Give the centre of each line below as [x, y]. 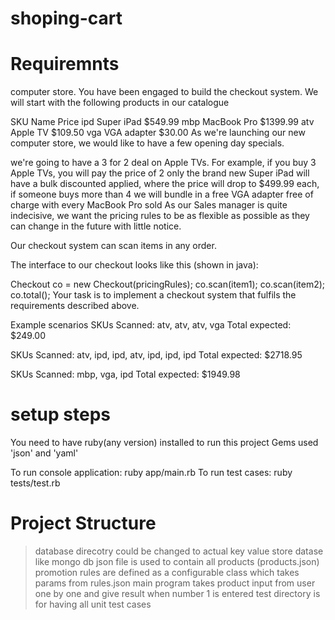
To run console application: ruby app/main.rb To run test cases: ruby [151, 473]
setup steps [61, 414]
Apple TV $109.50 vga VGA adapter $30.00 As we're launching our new [158, 133]
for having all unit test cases [93, 604]
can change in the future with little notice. [96, 226]
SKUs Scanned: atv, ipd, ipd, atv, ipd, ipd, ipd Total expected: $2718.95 [156, 355]
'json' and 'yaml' [44, 453]
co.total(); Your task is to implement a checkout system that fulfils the [153, 295]
